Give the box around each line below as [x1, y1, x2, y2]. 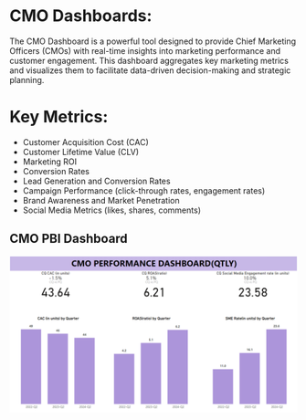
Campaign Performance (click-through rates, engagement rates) [22, 184, 266, 196]
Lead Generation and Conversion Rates [22, 175, 171, 186]
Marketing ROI [22, 156, 78, 167]
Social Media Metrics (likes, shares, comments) [22, 205, 201, 215]
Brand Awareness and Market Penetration [22, 194, 180, 205]
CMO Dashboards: [9, 5, 153, 26]
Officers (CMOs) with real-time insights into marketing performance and [9, 45, 281, 56]
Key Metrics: [9, 107, 109, 128]
